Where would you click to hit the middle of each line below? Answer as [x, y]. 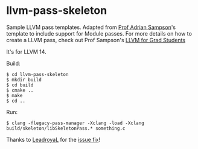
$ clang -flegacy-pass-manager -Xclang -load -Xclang [75, 123]
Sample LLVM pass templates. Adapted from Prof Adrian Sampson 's [91, 27]
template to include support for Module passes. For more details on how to [99, 33]
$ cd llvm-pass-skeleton [37, 74]
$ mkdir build [24, 80]
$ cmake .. [20, 90]
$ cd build [20, 85]
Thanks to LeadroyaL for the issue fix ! [53, 139]
